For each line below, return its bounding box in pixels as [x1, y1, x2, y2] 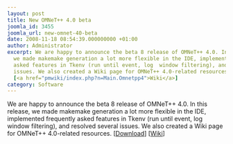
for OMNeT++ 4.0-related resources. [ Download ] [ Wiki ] [7, 129, 165, 138]
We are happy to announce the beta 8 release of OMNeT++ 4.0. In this [7, 100, 208, 108]
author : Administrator [7, 42, 73, 49]
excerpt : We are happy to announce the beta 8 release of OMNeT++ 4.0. [7, 49, 218, 56]
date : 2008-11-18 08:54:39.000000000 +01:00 [7, 36, 138, 43]
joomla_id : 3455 [7, 23, 54, 30]
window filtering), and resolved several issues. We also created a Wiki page [7, 122, 223, 130]
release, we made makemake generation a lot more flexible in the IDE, [7, 107, 207, 116]
